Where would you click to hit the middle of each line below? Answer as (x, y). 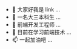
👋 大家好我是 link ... (36, 9)
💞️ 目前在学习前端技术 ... (42, 32)
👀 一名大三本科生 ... (36, 17)
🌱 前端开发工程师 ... (36, 24)
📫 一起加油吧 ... (32, 40)
